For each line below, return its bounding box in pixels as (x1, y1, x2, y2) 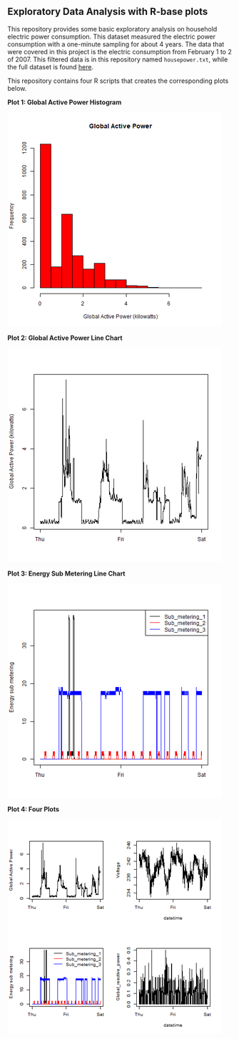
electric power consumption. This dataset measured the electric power (7, 32, 216, 41)
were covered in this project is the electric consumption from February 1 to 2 (7, 47, 232, 56)
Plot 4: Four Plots (7, 805, 59, 813)
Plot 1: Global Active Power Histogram (7, 98, 122, 106)
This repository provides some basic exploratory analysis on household (7, 24, 218, 33)
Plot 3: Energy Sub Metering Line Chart (7, 569, 126, 578)
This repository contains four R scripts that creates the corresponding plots (7, 76, 229, 85)
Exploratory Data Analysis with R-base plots (7, 6, 208, 18)
